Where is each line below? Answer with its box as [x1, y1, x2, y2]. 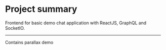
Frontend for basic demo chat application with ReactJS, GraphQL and [5, 20, 147, 26]
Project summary [5, 3, 78, 15]
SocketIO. [5, 25, 25, 31]
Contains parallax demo [5, 39, 53, 45]
